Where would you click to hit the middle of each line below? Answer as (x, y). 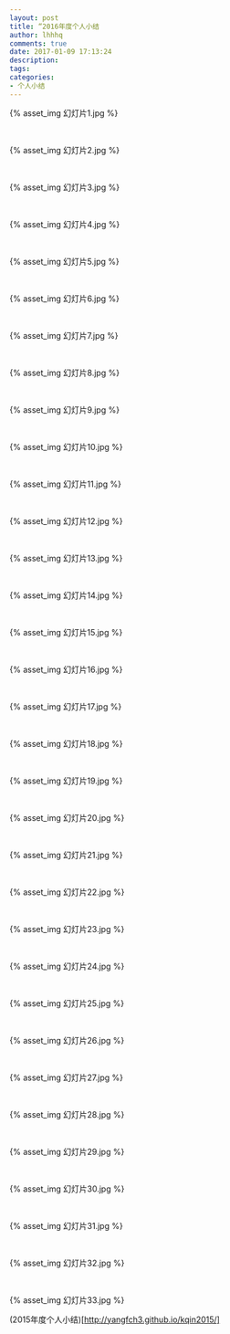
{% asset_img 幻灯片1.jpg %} (64, 113)
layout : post (34, 18)
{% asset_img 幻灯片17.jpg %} (66, 706)
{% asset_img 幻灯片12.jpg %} (66, 520)
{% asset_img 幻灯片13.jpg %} (66, 558)
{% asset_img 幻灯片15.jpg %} (66, 632)
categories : (32, 78)
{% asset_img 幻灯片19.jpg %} (66, 781)
